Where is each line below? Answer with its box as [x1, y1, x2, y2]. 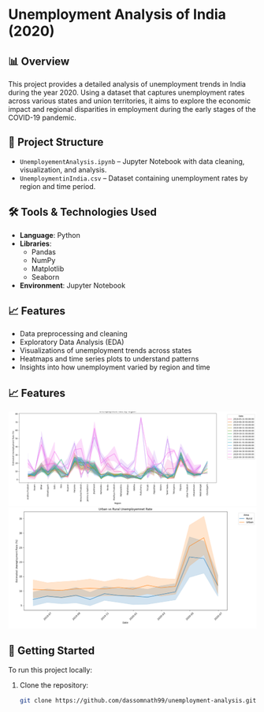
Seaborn [31, 272, 60, 281]
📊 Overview [8, 54, 70, 68]
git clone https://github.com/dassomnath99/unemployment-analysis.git [19, 696, 257, 704]
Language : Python [19, 230, 80, 239]
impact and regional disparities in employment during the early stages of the [8, 105, 256, 113]
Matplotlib [31, 264, 65, 273]
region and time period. [19, 181, 96, 191]
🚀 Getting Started [8, 644, 95, 658]
